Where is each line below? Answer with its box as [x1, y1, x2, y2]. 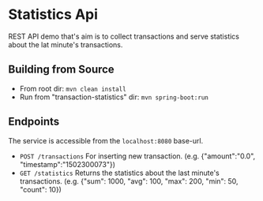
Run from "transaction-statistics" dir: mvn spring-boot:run [19, 92, 209, 102]
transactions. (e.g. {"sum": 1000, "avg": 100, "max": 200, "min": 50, [19, 176, 239, 186]
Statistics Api [8, 6, 99, 24]
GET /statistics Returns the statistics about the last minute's [19, 168, 220, 177]
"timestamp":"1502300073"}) [19, 159, 116, 169]
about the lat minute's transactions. [8, 39, 123, 49]
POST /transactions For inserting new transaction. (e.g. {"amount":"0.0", [19, 151, 256, 161]
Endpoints [8, 115, 60, 128]
